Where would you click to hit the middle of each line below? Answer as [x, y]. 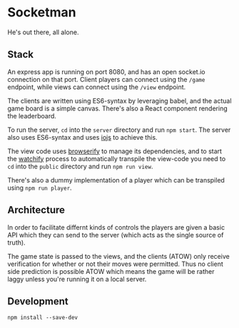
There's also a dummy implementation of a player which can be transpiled [116, 180]
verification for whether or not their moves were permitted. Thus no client [115, 264]
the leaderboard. [32, 116]
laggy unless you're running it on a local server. [77, 279]
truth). [17, 242]
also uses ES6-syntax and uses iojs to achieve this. [83, 137]
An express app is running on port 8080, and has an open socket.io [106, 71]
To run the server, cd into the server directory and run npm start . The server [119, 130]
